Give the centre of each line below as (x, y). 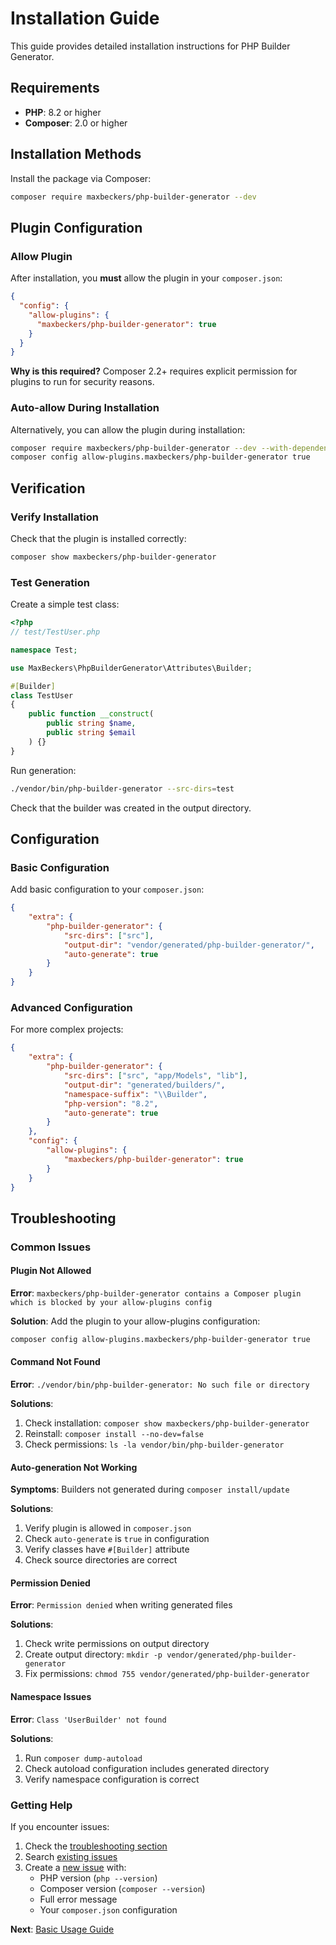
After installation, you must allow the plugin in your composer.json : (146, 278)
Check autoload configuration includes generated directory (147, 1768)
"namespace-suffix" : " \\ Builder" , (135, 1094)
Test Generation (50, 582)
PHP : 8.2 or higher (63, 112)
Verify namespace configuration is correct (112, 1779)
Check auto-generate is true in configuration (117, 1539)
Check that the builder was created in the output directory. (131, 808)
